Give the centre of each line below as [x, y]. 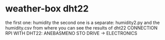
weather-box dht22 [47, 9]
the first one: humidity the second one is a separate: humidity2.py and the [82, 22]
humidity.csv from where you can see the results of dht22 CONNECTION [81, 27]
